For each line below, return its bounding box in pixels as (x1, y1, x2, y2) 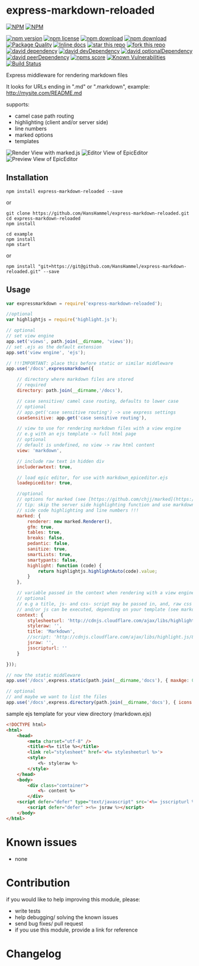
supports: (6, 100, 30, 108)
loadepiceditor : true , (17, 480, 73, 486)
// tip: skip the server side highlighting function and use (17, 502, 171, 508)
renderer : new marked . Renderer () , (27, 518, 113, 525)
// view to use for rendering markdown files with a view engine (17, 425, 182, 431)
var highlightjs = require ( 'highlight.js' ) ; (6, 317, 118, 323)
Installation (6, 173, 49, 183)
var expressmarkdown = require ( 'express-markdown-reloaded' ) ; (6, 301, 163, 307)
